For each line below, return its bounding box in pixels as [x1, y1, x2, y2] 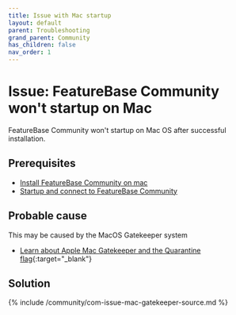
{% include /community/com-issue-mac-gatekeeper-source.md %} [8, 298, 228, 307]
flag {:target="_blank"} [19, 254, 93, 264]
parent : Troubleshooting [8, 26, 90, 34]
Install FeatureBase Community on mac [19, 177, 148, 187]
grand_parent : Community [8, 33, 90, 42]
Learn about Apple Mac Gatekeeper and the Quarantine [19, 245, 201, 255]
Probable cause [8, 209, 87, 222]
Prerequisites [8, 157, 76, 170]
